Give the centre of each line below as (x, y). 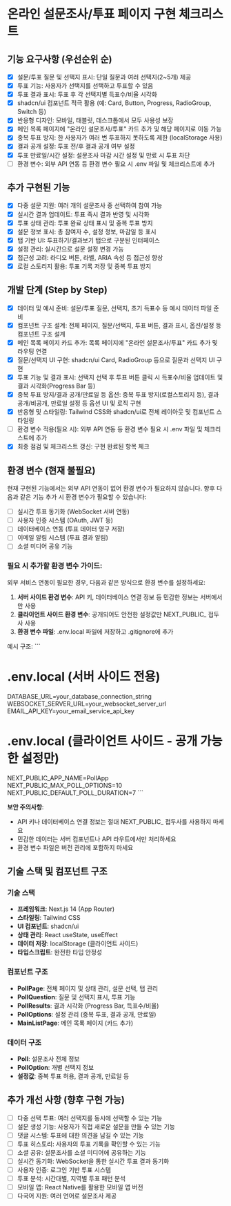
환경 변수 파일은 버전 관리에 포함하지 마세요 (75, 847)
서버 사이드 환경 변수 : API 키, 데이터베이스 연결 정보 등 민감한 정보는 (108, 597)
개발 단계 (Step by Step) (58, 290)
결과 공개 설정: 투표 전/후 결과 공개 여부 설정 (76, 147)
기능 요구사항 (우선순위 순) (60, 59)
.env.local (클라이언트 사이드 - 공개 (102, 741)
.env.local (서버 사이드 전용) (84, 676)
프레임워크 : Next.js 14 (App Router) (66, 909)
